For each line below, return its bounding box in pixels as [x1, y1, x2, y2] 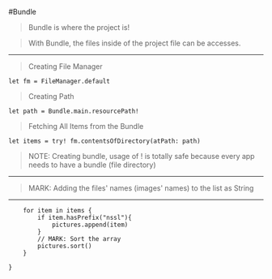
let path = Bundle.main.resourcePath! [8, 107, 139, 115]
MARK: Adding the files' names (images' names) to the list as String [28, 183, 254, 193]
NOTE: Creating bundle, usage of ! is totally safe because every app [28, 152, 255, 161]
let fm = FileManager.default [8, 77, 111, 85]
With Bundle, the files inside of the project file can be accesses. [28, 38, 241, 48]
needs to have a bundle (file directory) [28, 160, 156, 170]
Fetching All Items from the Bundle [28, 122, 144, 131]
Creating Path [28, 92, 74, 101]
